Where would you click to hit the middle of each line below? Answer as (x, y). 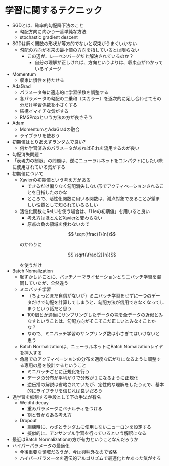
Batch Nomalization (32, 271)
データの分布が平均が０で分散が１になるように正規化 (83, 378)
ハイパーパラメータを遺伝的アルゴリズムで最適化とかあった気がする (90, 458)
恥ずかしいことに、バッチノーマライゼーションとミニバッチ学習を (88, 277)
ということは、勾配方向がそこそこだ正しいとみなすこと (94, 321)
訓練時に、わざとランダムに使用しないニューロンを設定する (89, 427)
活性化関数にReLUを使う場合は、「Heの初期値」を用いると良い (85, 211)
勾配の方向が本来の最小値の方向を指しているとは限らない (79, 50)
